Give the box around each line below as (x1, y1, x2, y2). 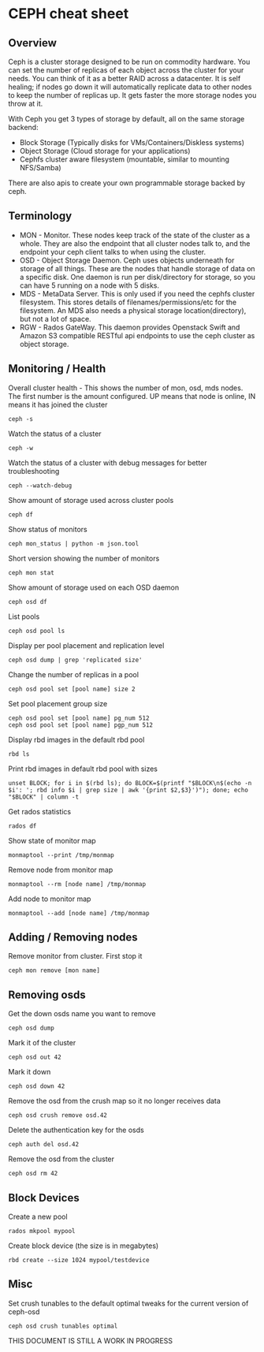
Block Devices (8, 1191, 80, 1205)
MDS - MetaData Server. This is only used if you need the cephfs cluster (19, 289, 255, 298)
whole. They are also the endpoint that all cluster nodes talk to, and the (19, 238, 251, 248)
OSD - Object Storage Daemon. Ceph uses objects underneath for (19, 255, 235, 265)
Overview (8, 36, 58, 50)
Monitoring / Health (8, 362, 106, 375)
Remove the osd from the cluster (8, 1154, 115, 1164)
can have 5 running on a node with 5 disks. (19, 281, 160, 290)
